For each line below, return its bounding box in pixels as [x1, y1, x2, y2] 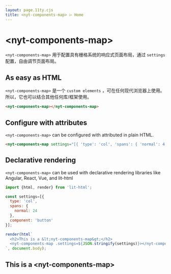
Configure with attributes [5, 118, 88, 127]
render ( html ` [5, 232, 33, 237]
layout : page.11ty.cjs [5, 7, 53, 13]
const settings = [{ [5, 194, 44, 199]
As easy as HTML [5, 73, 62, 82]
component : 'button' [10, 218, 53, 223]
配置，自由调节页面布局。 [5, 58, 59, 64]
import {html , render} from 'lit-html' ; [5, 185, 93, 190]
